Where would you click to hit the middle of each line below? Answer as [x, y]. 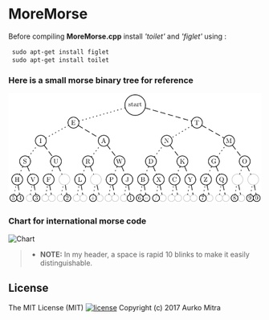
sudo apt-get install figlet [61, 52]
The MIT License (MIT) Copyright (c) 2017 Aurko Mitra [114, 307]
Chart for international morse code [77, 221]
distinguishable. [66, 263]
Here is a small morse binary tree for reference [101, 80]
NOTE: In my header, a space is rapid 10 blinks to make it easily [145, 254]
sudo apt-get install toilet [61, 60]
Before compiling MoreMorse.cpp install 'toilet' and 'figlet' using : [118, 36]
